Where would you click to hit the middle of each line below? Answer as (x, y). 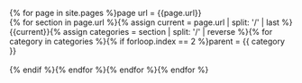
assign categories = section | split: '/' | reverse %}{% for (168, 32)
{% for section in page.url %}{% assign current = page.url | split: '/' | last (144, 22)
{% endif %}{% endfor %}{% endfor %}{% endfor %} (109, 70)
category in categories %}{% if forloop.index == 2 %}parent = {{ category (147, 41)
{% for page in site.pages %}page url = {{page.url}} (105, 13)
